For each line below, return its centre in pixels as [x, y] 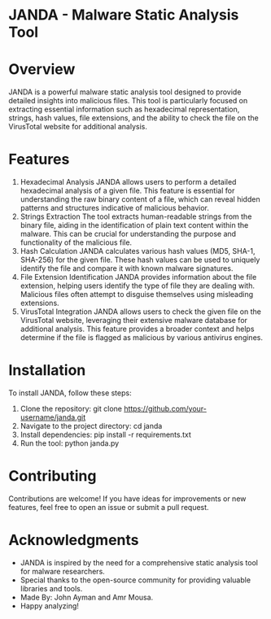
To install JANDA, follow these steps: [70, 393]
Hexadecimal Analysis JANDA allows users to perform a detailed [128, 182]
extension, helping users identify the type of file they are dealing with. [137, 286]
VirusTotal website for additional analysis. [78, 127]
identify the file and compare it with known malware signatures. [127, 268]
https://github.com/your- [165, 409]
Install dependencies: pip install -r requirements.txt [105, 434]
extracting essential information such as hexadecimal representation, [124, 109]
